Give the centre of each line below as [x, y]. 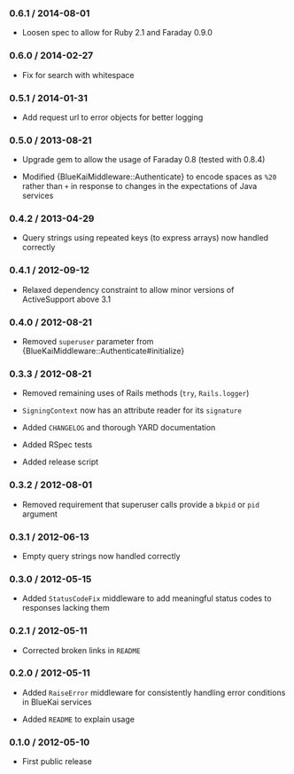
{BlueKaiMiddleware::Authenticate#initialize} [103, 351]
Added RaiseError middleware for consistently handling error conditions [154, 692]
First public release [57, 762]
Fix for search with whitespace [78, 75]
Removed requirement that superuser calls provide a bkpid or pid [140, 504]
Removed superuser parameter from [88, 342]
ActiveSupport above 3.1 [66, 299]
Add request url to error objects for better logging [112, 117]
